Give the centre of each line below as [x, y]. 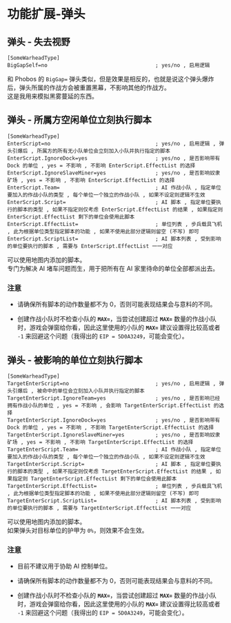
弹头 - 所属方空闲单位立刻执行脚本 [79, 120]
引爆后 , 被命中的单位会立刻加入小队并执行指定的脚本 [78, 391]
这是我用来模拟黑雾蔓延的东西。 [52, 96]
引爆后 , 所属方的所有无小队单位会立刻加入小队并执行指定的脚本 [91, 151]
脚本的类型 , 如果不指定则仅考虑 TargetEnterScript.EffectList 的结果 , [115, 471]
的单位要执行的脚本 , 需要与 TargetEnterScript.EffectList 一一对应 [99, 508]
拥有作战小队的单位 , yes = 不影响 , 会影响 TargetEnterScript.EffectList [109, 405]
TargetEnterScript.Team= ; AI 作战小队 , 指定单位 [114, 449]
